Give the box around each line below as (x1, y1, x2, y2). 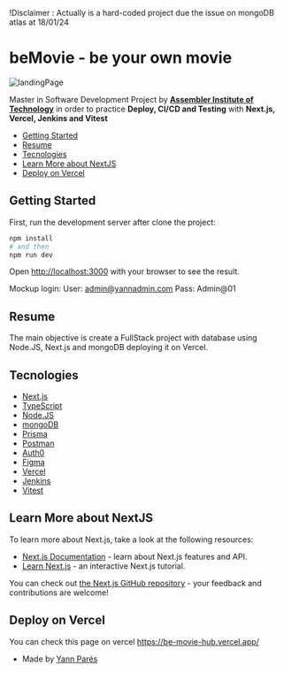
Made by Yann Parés (21, 654, 98, 664)
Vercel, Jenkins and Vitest (9, 112, 108, 123)
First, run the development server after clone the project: (9, 217, 217, 227)
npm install (9, 233, 53, 242)
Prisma (21, 429, 49, 439)
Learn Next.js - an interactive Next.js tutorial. (21, 561, 186, 571)
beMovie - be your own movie (9, 48, 233, 68)
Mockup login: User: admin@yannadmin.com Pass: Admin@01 (9, 283, 236, 294)
